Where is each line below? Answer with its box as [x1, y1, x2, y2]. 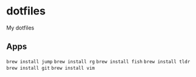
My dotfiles [6, 24, 35, 31]
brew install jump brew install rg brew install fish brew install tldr [6, 58, 191, 64]
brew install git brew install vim [6, 65, 95, 71]
